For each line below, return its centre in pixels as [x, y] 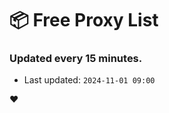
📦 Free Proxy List [84, 20]
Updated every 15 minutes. [76, 59]
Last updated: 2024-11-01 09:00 [89, 80]
